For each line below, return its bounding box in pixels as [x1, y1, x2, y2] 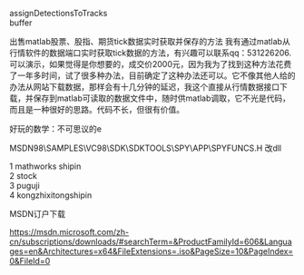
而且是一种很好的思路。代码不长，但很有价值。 [9, 104, 184, 114]
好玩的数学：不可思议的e [9, 123, 103, 134]
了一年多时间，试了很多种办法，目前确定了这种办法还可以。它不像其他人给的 [9, 70, 296, 81]
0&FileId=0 [9, 256, 51, 266]
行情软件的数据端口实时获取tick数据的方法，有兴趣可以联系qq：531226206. [9, 47, 292, 58]
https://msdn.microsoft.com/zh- [9, 227, 130, 237]
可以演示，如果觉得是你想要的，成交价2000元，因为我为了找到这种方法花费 [9, 59, 292, 69]
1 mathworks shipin [9, 161, 82, 172]
